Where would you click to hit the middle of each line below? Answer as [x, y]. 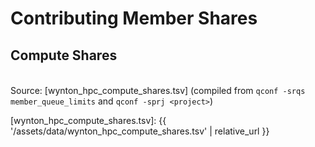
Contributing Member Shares [134, 18]
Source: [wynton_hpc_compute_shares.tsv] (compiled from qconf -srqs [158, 90]
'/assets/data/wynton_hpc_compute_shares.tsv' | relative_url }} [140, 131]
